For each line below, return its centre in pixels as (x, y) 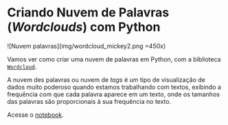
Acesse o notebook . (35, 115)
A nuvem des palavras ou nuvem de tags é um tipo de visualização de (106, 79)
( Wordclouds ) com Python (84, 27)
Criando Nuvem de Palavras (88, 13)
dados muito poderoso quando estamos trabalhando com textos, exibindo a (114, 87)
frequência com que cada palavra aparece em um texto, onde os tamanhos (113, 94)
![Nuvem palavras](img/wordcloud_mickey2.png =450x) (87, 46)
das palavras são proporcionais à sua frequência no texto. (89, 101)
